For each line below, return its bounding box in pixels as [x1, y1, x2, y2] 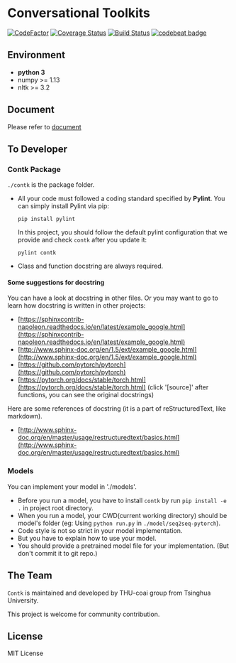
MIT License [7, 649, 44, 658]
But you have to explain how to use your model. [17, 534, 157, 542]
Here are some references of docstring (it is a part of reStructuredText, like [7, 404, 227, 413]
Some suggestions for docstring [7, 278, 105, 286]
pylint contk [17, 249, 57, 257]
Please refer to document [7, 122, 82, 131]
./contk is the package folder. [7, 180, 95, 189]
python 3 [17, 68, 45, 76]
